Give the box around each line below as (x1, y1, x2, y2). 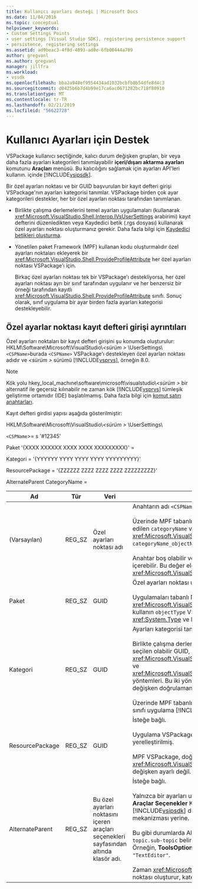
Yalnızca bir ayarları (132, 792, 187, 800)
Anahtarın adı (132, 503, 170, 511)
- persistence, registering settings (6, 42, 99, 48)
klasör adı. (93, 855, 122, 863)
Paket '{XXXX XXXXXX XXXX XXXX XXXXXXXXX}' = (6, 444, 134, 451)
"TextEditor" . (132, 851, 171, 859)
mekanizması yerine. (132, 814, 190, 822)
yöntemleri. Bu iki (132, 677, 180, 685)
